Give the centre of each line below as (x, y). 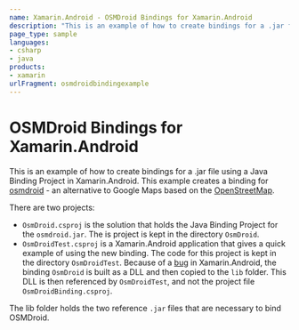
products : (28, 68)
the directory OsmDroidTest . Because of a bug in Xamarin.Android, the (149, 262)
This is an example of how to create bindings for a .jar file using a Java (139, 171)
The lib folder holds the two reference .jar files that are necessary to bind (145, 308)
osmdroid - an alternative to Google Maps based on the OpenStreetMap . (142, 190)
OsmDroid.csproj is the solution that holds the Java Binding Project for (150, 224)
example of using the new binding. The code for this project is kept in (149, 253)
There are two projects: (52, 207)
